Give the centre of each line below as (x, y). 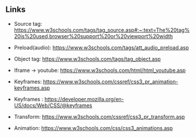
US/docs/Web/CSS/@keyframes (53, 105)
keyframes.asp (32, 88)
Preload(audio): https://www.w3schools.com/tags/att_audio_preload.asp (102, 47)
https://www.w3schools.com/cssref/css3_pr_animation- (111, 81)
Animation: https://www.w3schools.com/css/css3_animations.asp (93, 128)
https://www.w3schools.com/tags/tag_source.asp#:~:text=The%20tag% (102, 30)
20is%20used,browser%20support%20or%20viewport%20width (93, 36)
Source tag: (28, 23)
